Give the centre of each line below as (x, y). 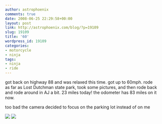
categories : (17, 46)
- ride (12, 69)
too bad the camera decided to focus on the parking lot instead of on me (78, 107)
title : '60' (17, 37)
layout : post (18, 23)
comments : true (20, 14)
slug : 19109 (17, 32)
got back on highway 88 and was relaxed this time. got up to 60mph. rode (79, 82)
